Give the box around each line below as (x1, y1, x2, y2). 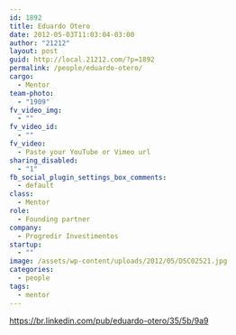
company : (9, 223, 42, 232)
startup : (9, 240, 42, 249)
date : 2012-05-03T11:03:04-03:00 (9, 30, 135, 39)
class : (9, 190, 34, 199)
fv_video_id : (9, 123, 59, 132)
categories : (9, 265, 54, 275)
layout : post (9, 47, 59, 56)
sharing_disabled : (9, 155, 78, 165)
